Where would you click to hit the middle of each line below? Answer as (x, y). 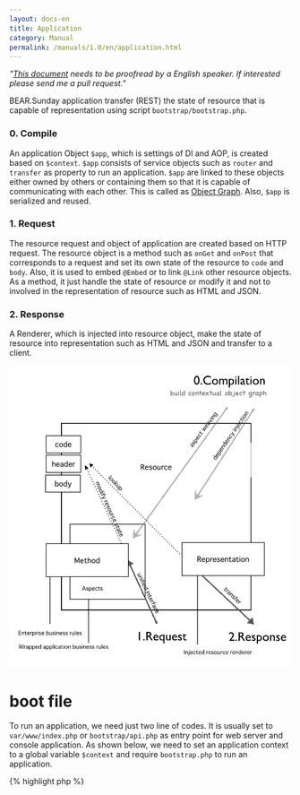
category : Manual (42, 38)
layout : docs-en (39, 19)
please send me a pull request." (68, 83)
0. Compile (34, 134)
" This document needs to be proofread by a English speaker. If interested (145, 74)
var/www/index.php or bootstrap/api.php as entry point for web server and (146, 736)
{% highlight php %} (47, 782)
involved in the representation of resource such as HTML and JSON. (135, 290)
